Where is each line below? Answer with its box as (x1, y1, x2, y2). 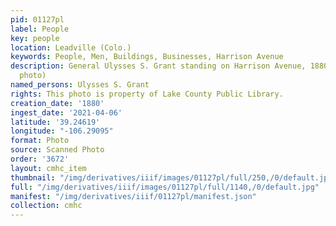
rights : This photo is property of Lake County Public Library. (10, 89, 284, 99)
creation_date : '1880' (10, 98, 105, 108)
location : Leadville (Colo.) (10, 42, 132, 53)
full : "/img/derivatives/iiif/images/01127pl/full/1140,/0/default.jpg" (10, 182, 320, 192)
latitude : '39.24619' (10, 117, 101, 127)
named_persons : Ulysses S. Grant (10, 80, 150, 90)
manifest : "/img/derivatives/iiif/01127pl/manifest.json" (10, 191, 257, 201)
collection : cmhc (10, 201, 83, 211)
